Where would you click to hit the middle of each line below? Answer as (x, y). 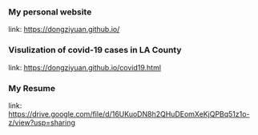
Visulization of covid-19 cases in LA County (95, 50)
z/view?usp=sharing (42, 122)
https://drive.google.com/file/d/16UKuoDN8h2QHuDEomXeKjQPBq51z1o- (129, 113)
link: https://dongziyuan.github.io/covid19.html (85, 67)
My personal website (50, 12)
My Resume (32, 88)
